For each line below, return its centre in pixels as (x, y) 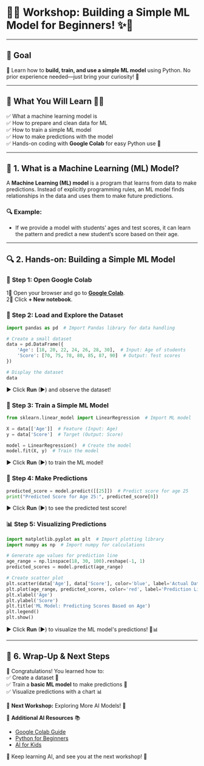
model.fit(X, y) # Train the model (53, 451)
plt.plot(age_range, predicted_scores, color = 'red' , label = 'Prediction (99, 589)
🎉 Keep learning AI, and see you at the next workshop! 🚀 (77, 756)
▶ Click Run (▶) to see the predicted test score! (66, 508)
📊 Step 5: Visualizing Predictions (56, 524)
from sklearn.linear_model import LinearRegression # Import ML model (99, 418)
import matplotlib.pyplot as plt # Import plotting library (85, 539)
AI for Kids (28, 744)
